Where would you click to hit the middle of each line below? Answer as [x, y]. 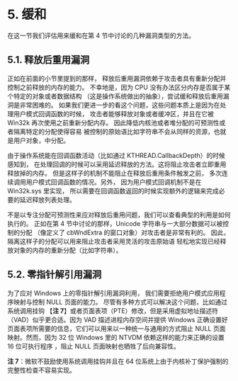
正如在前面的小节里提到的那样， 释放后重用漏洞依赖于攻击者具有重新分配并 [117, 78]
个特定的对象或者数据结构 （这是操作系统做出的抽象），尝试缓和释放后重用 [115, 96]
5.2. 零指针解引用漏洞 [55, 274]
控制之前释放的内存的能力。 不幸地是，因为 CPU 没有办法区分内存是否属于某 [119, 87]
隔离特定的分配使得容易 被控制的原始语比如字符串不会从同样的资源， [113, 131]
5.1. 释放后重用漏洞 [49, 60]
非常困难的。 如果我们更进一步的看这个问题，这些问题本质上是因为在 [120, 105]
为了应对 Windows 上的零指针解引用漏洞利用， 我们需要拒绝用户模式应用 [113, 293]
